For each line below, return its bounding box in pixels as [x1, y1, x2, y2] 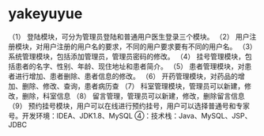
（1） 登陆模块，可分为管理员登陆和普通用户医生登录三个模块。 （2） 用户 [8, 32, 251, 41]
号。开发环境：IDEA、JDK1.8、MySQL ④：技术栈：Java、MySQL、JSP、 [8, 111, 252, 120]
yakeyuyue [8, 5, 83, 23]
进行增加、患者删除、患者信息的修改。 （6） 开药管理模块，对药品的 [14, 71, 239, 81]
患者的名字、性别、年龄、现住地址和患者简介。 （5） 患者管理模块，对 [14, 61, 245, 71]
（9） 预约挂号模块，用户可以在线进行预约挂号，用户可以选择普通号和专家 [8, 100, 251, 111]
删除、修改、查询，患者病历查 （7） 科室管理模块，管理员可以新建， [21, 81, 245, 91]
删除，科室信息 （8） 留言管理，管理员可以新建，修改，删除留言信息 [21, 91, 245, 100]
